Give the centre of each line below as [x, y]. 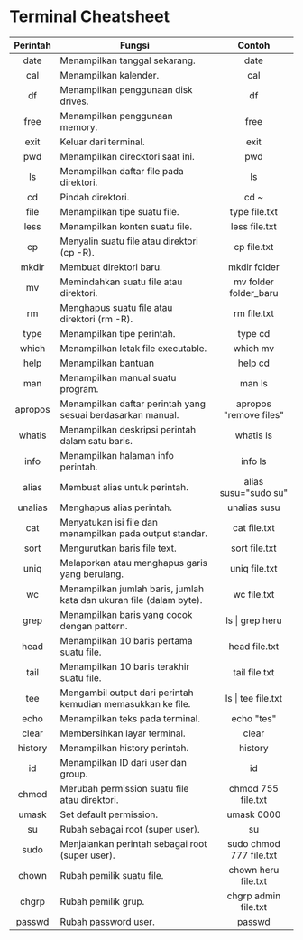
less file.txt [254, 226]
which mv [254, 348]
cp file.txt [254, 247]
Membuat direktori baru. [111, 266]
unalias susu [254, 507]
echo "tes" [254, 718]
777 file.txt [254, 855]
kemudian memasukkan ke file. [125, 703]
